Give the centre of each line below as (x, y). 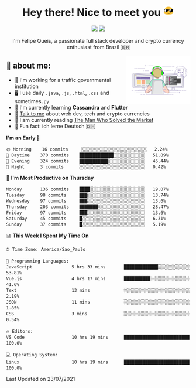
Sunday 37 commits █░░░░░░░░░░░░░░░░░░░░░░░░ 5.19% (86, 224)
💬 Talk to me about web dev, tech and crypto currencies (82, 114)
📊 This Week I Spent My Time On (47, 236)
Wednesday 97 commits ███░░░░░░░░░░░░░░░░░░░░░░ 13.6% (86, 201)
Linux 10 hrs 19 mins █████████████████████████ (98, 362)
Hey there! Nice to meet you (92, 13)
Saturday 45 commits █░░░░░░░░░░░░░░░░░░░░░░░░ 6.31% (86, 219)
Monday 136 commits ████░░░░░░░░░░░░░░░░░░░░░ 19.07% (87, 189)
